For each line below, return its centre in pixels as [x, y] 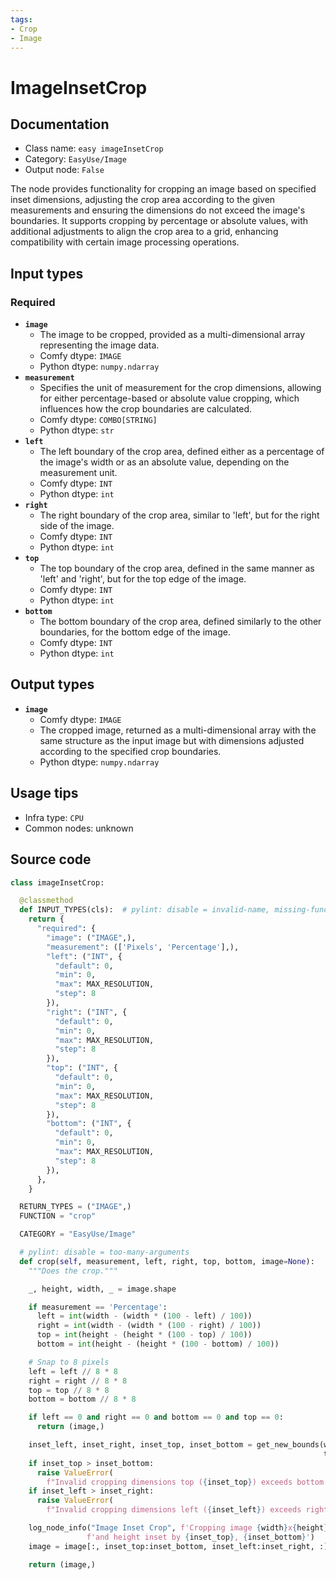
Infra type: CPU [54, 817]
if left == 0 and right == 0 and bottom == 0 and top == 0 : [156, 1417]
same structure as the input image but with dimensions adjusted [172, 740]
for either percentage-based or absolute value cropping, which [169, 398]
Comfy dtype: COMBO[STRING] [98, 420]
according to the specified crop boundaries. [130, 751]
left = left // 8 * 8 [73, 1371]
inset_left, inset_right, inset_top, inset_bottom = [140, 1445]
